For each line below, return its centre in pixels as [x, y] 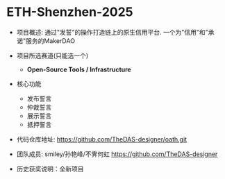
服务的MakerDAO [51, 41]
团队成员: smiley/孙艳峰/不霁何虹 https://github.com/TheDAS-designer [117, 154]
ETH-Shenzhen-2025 [70, 12]
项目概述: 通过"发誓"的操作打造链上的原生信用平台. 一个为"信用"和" [112, 32]
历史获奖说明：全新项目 [50, 169]
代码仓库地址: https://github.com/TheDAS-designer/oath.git [102, 139]
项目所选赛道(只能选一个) [52, 56]
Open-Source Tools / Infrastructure [79, 69]
